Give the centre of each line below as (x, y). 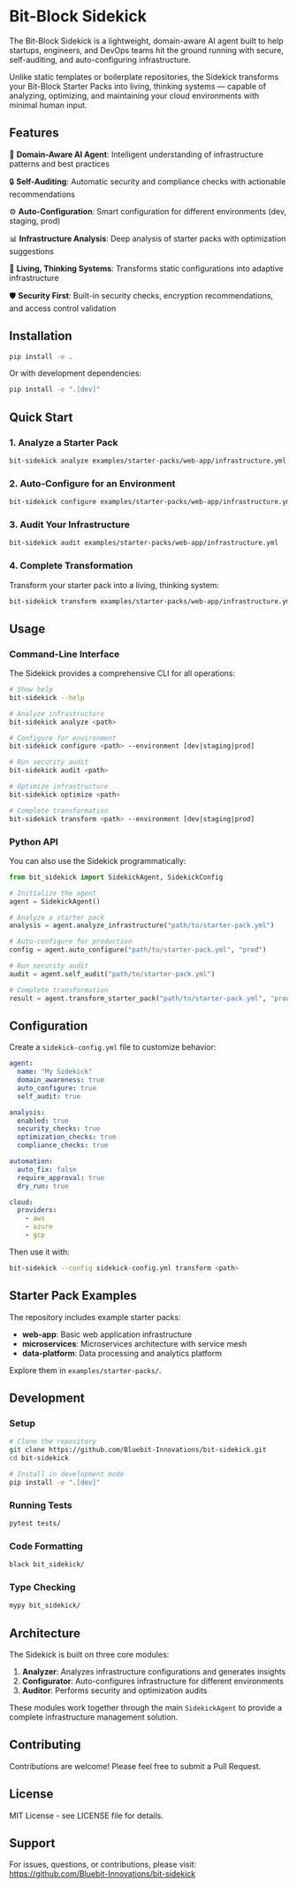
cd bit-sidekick (39, 1458)
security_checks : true (59, 1129)
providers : (37, 1210)
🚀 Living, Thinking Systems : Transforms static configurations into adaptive (147, 268)
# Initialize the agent (53, 893)
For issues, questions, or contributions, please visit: (103, 1865)
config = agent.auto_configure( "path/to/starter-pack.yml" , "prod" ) (138, 950)
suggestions (32, 251)
